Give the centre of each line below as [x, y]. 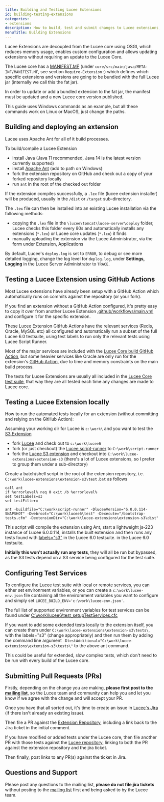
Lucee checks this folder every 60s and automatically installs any [78, 228]
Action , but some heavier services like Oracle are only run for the [71, 356]
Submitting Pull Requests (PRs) [54, 676]
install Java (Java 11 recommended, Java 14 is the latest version [76, 158]
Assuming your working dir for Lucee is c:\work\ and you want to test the [79, 429]
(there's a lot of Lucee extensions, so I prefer [109, 459]
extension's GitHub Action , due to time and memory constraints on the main [82, 361]
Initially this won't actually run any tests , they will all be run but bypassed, [81, 552]
